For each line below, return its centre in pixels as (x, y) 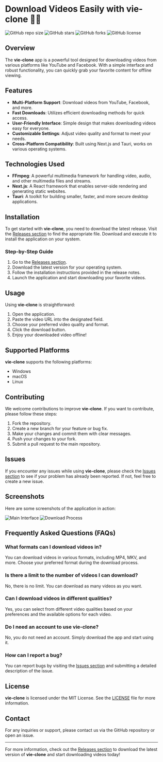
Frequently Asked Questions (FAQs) (60, 533)
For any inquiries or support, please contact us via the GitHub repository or (80, 730)
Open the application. (33, 314)
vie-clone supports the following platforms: (49, 362)
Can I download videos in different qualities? (59, 599)
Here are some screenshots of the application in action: (60, 508)
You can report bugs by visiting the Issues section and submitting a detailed (81, 666)
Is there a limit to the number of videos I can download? (72, 575)
